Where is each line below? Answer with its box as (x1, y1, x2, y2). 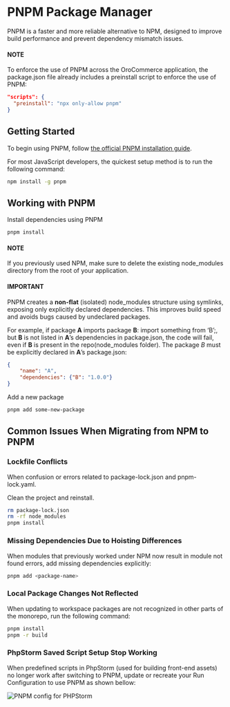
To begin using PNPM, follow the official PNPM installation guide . (7, 144, 192, 152)
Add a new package (7, 393, 64, 402)
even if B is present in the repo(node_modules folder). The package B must (7, 340, 221, 349)
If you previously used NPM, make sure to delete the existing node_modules (7, 259, 224, 267)
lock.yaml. (7, 480, 37, 488)
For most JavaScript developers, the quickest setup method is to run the (7, 157, 213, 166)
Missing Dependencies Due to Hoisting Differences (7, 536, 182, 546)
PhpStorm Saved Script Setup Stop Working (7, 648, 157, 657)
